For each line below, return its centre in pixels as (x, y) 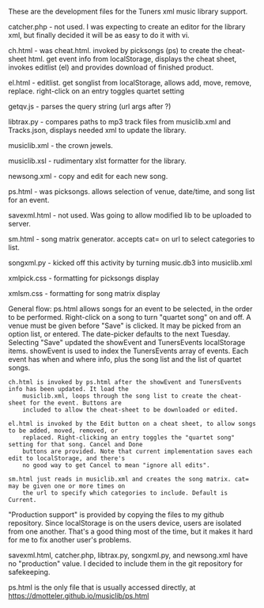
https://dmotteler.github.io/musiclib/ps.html (79, 596)
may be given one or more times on (67, 486)
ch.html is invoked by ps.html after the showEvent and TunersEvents (125, 382)
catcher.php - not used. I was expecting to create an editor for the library (127, 27)
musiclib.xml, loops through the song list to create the (120, 396)
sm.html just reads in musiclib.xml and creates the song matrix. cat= (128, 479)
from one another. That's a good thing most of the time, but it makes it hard (130, 531)
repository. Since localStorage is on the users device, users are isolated (125, 523)
